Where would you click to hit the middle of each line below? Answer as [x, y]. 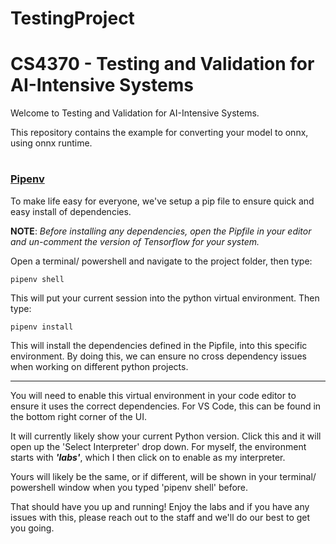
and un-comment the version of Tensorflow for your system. [135, 241]
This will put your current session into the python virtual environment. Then [165, 298]
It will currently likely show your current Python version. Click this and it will [166, 436]
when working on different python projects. [99, 366]
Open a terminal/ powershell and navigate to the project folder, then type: [161, 261]
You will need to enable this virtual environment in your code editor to [153, 395]
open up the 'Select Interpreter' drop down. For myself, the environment [158, 446]
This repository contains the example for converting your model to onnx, [159, 133]
